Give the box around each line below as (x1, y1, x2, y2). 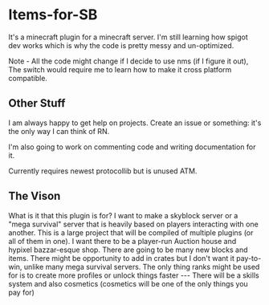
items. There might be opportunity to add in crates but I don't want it (8, 253, 235, 262)
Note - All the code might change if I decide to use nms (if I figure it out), (8, 56, 249, 66)
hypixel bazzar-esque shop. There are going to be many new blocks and (8, 245, 248, 254)
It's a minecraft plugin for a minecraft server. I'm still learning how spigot (8, 32, 248, 42)
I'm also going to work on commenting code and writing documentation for (8, 142, 256, 152)
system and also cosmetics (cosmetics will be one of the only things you (8, 279, 249, 288)
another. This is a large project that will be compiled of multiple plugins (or (8, 227, 254, 238)
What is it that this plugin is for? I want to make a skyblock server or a (8, 210, 238, 220)
